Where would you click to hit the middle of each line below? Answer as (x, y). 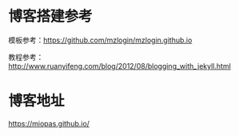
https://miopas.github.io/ (49, 123)
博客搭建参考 (51, 16)
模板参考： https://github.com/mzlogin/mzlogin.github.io (100, 40)
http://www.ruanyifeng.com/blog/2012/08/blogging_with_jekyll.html (120, 66)
